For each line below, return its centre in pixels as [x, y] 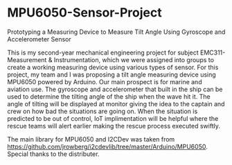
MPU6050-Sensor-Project [84, 13]
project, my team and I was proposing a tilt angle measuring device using [111, 75]
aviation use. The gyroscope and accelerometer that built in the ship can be [115, 89]
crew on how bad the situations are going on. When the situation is [102, 111]
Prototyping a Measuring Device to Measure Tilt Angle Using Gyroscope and [116, 32]
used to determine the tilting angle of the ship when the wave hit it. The [109, 96]
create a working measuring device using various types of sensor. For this [113, 67]
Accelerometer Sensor [39, 39]
